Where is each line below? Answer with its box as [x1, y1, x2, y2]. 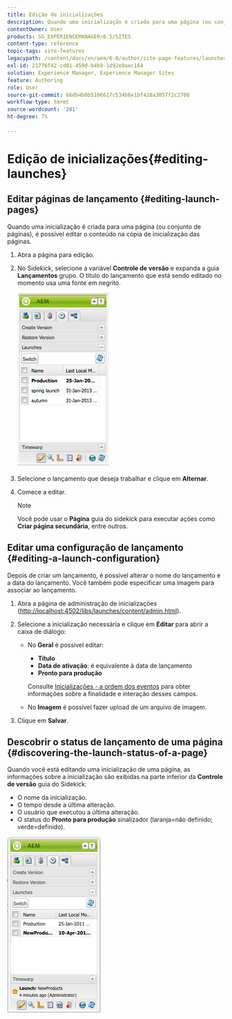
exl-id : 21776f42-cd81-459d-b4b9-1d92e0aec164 [7, 62, 144, 69]
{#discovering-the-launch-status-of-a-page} [7, 747, 209, 758]
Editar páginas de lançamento [7, 194, 139, 205]
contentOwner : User [7, 26, 64, 32]
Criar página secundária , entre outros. [17, 522, 128, 530]
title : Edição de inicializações [7, 11, 104, 18]
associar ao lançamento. [7, 586, 77, 594]
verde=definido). [17, 823, 66, 831]
